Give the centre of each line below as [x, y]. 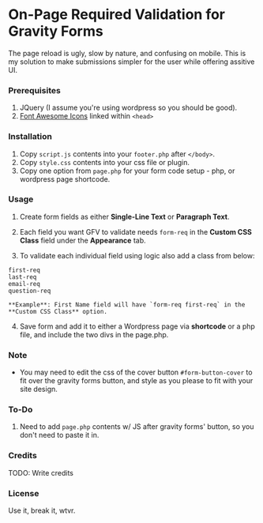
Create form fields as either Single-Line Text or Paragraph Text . [125, 216]
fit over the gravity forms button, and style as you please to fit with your [136, 381]
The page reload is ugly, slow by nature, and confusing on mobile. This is [127, 53]
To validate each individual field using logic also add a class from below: [137, 255]
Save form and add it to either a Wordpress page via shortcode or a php [137, 326]
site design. [38, 389]
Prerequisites [34, 90]
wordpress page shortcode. [65, 179]
